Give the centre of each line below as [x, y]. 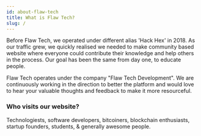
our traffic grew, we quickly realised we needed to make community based [100, 47]
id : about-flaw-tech [33, 12]
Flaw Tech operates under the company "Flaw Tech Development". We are [100, 78]
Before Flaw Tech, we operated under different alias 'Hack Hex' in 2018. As [101, 41]
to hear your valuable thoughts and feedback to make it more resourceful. [99, 91]
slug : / [16, 23]
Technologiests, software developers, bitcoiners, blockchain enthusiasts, [98, 120]
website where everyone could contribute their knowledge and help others [100, 53]
